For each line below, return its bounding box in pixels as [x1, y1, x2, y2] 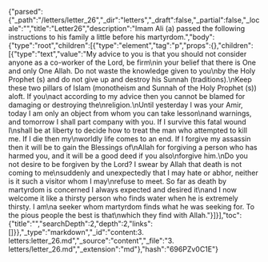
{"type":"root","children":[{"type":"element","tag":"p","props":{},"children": [8, 41, 254, 50]
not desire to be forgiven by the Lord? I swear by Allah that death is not [8, 160, 242, 169]
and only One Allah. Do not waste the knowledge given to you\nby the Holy [8, 66, 256, 75]
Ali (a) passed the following [154, 24, 246, 33]
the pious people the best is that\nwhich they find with [8, 211, 188, 220]
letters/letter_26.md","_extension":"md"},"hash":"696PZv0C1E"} [8, 244, 218, 254]
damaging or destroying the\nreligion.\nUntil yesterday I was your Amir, [8, 100, 243, 109]
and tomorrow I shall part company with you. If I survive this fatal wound [8, 117, 246, 126]
